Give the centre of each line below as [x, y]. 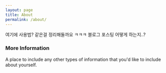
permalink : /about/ [26, 19]
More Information [27, 48]
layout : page [19, 10]
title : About [19, 15]
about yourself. [21, 65]
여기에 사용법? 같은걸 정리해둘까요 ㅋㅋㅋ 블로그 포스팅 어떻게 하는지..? [76, 35]
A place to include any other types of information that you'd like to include [83, 59]
